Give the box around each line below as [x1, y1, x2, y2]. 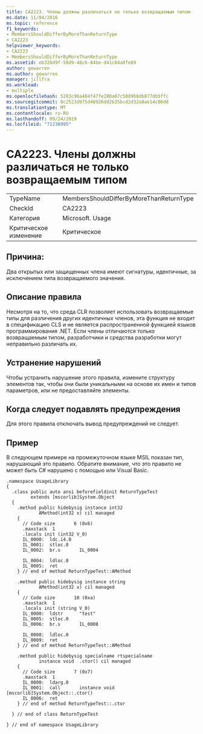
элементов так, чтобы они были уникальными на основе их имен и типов [6, 380, 196, 387]
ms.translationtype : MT [6, 104, 66, 111]
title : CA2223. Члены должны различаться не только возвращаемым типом [6, 8, 190, 15]
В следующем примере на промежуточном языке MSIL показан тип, [6, 454, 184, 461]
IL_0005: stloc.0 [22, 616, 69, 622]
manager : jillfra [6, 76, 50, 82]
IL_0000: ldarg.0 [22, 680, 69, 686]
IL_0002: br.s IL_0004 [22, 547, 98, 554]
